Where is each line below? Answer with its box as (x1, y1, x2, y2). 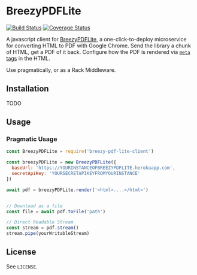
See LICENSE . (6, 262, 38, 270)
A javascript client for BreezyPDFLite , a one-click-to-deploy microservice (6, 35, 187, 43)
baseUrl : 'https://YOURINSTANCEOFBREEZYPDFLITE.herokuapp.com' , (11, 165, 175, 171)
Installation (6, 84, 49, 94)
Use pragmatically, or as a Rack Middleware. (6, 66, 116, 73)
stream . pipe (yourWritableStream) (6, 231, 90, 237)
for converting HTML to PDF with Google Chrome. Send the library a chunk (6, 42, 192, 49)
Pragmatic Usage (6, 135, 57, 143)
